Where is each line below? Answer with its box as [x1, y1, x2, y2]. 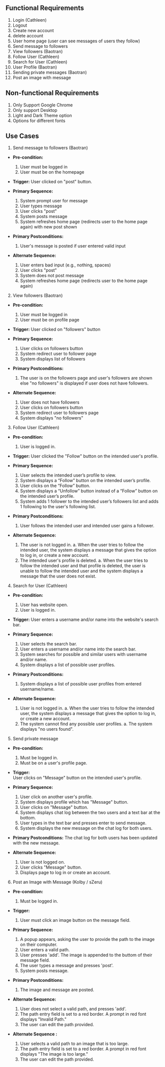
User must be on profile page [20, 317, 80, 323]
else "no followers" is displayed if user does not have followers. [20, 380, 149, 386]
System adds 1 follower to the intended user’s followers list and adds [20, 498, 159, 504]
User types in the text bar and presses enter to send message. [20, 820, 147, 826]
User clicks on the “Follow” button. [20, 483, 90, 489]
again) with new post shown [20, 224, 78, 230]
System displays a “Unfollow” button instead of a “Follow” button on [20, 488, 158, 494]
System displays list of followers [20, 356, 85, 362]
